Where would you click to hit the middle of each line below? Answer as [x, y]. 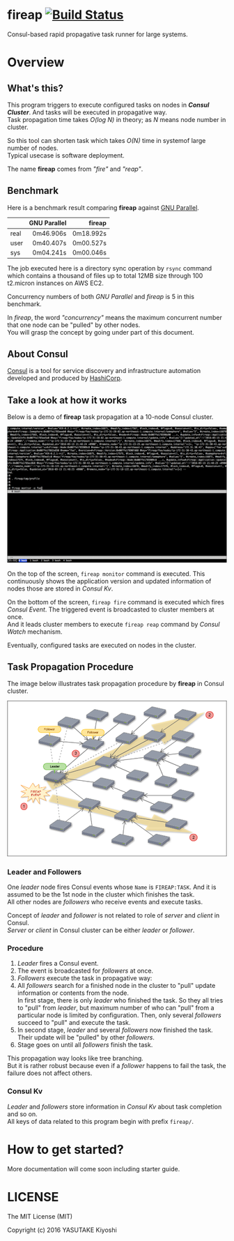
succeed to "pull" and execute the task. [74, 1023]
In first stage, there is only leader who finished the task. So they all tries [120, 1000]
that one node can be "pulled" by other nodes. [74, 325]
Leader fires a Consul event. [58, 964]
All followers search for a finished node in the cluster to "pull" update [116, 986]
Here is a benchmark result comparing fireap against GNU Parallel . [103, 207]
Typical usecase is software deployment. [66, 155]
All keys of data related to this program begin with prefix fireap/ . [100, 1121]
